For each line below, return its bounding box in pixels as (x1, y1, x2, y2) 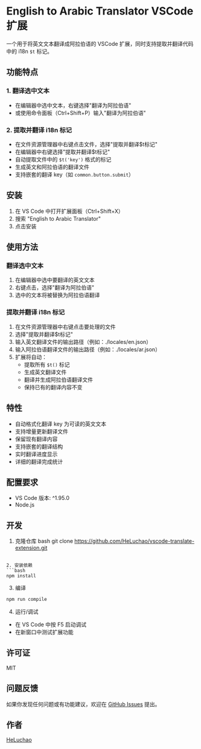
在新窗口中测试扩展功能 (14, 629, 74, 636)
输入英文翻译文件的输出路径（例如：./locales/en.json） (14, 338, 152, 345)
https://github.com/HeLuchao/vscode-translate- (74, 537, 195, 545)
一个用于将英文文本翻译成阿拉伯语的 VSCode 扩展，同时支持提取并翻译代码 (6, 40, 194, 47)
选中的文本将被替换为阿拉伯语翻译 (14, 291, 100, 299)
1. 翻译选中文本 (6, 86, 50, 95)
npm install (6, 573, 36, 579)
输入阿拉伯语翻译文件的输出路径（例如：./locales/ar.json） (14, 346, 161, 353)
